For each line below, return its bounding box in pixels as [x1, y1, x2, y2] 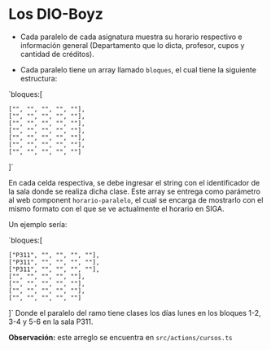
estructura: [20, 73, 58, 83]
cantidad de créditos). [20, 49, 95, 59]
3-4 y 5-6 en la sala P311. [8, 317, 94, 326]
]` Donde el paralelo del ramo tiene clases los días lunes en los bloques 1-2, [8, 308, 262, 317]
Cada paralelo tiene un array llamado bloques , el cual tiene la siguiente [20, 64, 256, 74]
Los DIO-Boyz [8, 5, 104, 24]
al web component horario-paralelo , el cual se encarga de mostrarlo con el [8, 195, 264, 204]
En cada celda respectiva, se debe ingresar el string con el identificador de [8, 177, 260, 187]
